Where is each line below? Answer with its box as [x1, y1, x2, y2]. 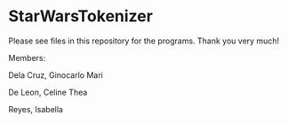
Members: [8, 52, 46, 63]
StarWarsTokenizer [8, 6, 153, 27]
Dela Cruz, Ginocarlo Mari [8, 69, 103, 81]
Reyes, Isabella [8, 104, 64, 114]
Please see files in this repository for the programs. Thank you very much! [8, 35, 280, 46]
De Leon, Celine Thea [8, 87, 88, 97]
